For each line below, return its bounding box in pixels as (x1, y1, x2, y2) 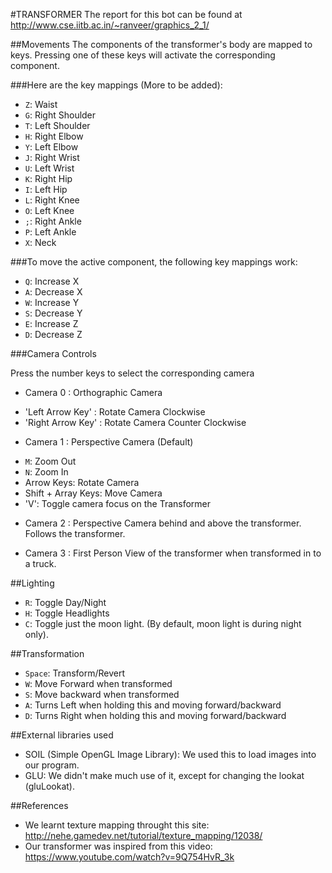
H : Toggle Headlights (24, 607, 110, 619)
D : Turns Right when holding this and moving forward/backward (24, 710, 287, 721)
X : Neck (24, 237, 57, 248)
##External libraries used (10, 729, 114, 741)
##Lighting (10, 577, 55, 589)
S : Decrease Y (24, 307, 83, 319)
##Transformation (10, 648, 85, 659)
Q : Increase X (24, 275, 80, 287)
